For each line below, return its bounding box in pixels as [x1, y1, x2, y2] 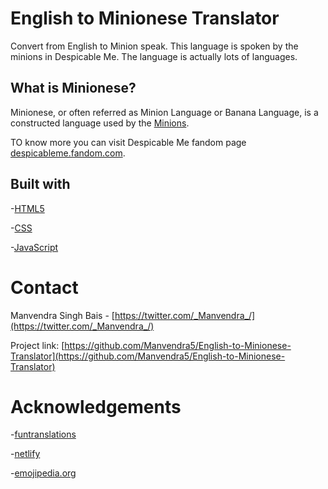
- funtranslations [10, 428, 77, 441]
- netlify [10, 448, 41, 460]
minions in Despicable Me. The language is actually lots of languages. [10, 50, 298, 62]
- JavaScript [10, 241, 59, 253]
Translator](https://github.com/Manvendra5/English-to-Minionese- [10, 350, 286, 362]
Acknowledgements [10, 395, 182, 418]
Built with [10, 176, 71, 193]
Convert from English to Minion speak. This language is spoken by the [10, 40, 299, 52]
